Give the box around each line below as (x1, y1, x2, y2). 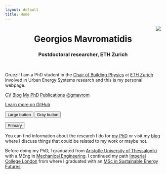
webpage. (5, 82, 26, 88)
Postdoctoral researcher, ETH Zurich (38, 51, 128, 58)
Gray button (37, 112, 59, 117)
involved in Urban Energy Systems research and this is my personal (5, 77, 143, 83)
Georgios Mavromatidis (34, 33, 132, 45)
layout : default (5, 7, 39, 12)
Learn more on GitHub (5, 101, 50, 107)
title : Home (5, 12, 30, 17)
